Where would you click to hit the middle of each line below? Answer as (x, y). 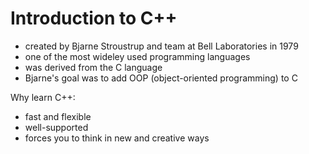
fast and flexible (58, 116)
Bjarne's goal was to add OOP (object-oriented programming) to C (161, 78)
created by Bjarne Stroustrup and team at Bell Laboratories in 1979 (161, 46)
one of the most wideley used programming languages (137, 56)
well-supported (56, 127)
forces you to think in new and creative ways (117, 138)
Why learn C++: (43, 97)
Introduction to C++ (94, 18)
